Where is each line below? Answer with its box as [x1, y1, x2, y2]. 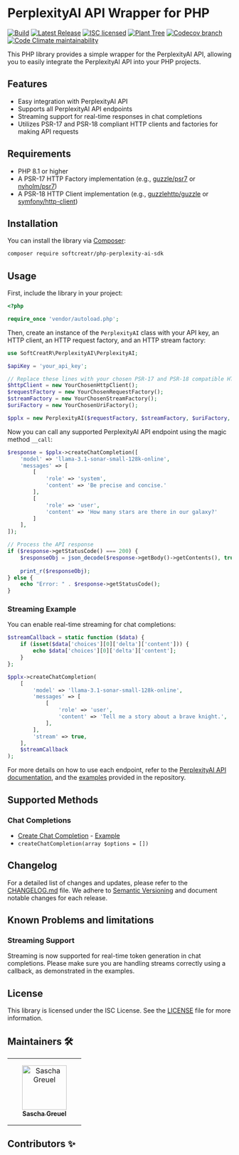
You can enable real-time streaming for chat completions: [7, 621, 176, 629]
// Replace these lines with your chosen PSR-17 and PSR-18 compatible [7, 375, 224, 382]
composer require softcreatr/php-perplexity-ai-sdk [7, 250, 164, 258]
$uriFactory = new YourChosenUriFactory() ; [7, 402, 139, 409]
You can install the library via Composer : [7, 236, 127, 245]
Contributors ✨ [7, 1138, 76, 1150]
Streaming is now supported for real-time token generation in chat [7, 951, 201, 960]
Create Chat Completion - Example [17, 831, 120, 840]
